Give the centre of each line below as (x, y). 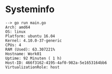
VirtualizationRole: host (32, 67)
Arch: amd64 (18, 27)
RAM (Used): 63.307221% (30, 49)
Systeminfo (30, 9)
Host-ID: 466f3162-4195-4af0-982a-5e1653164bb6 (56, 63)
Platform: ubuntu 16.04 (30, 36)
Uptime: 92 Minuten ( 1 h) (34, 58)
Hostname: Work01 (23, 54)
